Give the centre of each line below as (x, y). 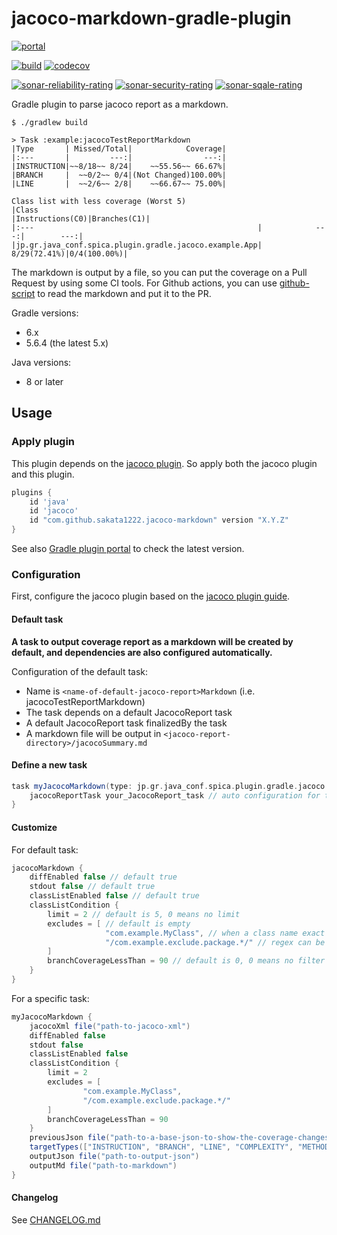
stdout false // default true (92, 887)
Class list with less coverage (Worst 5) (99, 201)
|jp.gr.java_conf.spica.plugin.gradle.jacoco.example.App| (137, 245)
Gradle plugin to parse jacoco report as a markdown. (120, 104)
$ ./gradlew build (49, 122)
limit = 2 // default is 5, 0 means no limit (144, 914)
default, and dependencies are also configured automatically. (142, 652)
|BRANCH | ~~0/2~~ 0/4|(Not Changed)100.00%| (119, 175)
